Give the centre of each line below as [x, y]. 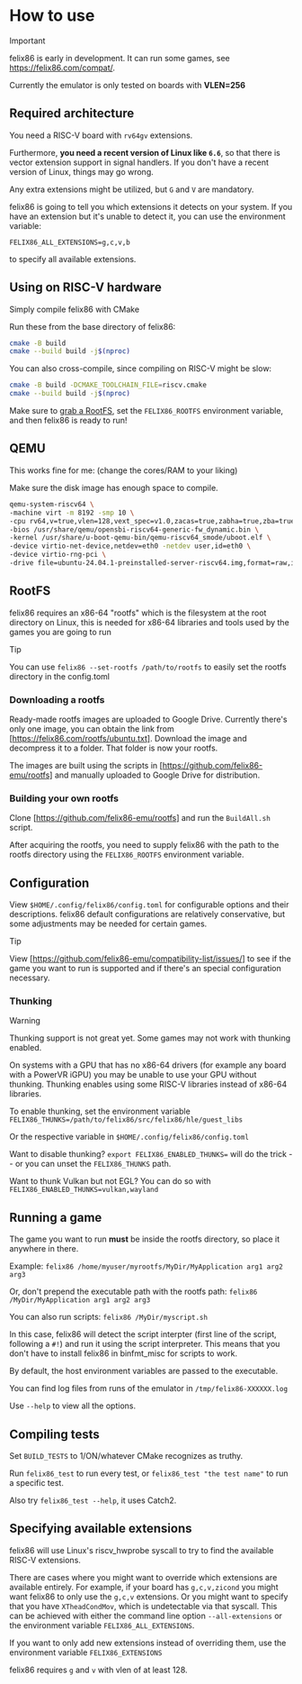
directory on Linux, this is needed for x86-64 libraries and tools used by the [149, 622]
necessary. [30, 978]
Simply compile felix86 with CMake [75, 309]
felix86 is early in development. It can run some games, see [120, 58]
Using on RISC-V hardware [85, 288]
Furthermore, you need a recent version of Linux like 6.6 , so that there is [145, 152]
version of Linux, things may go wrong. [82, 171]
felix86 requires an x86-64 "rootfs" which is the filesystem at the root [138, 613]
